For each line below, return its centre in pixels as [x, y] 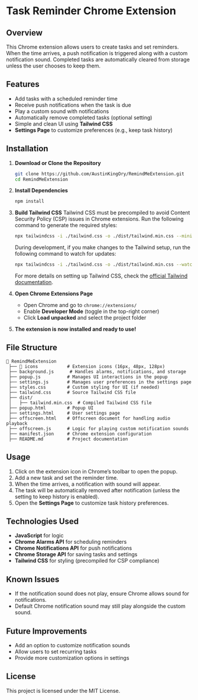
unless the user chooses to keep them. [53, 66]
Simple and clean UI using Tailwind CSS [64, 124]
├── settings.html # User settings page [64, 413]
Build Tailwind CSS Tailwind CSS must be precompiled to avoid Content [102, 213]
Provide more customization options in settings [72, 658]
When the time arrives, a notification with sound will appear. [88, 484]
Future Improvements [47, 631]
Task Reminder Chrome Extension [91, 11]
